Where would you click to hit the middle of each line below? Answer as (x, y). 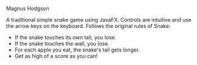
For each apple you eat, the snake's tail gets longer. (77, 50)
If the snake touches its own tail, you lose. (65, 37)
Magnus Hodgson (28, 8)
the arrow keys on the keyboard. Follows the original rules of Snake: (88, 26)
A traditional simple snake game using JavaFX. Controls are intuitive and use (99, 20)
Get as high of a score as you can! (56, 56)
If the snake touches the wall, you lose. (62, 44)
